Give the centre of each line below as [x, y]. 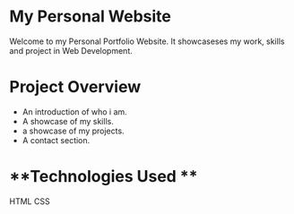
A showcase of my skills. [68, 121]
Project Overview [75, 87]
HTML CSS [30, 201]
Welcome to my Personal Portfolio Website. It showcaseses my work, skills [147, 41]
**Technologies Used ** [104, 177]
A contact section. [56, 140]
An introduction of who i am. [74, 111]
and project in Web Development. [71, 50]
